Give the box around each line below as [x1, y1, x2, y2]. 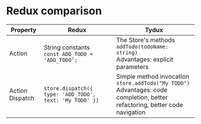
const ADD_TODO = [44, 51, 93, 57]
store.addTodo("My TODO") [116, 79, 190, 86]
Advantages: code [116, 85, 167, 94]
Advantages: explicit [116, 55, 173, 63]
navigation [116, 108, 146, 116]
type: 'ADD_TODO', [44, 91, 96, 98]
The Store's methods [116, 36, 175, 44]
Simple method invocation [116, 72, 190, 80]
